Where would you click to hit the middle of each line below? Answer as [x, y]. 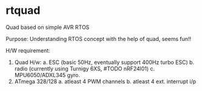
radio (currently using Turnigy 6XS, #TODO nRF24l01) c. [85, 68]
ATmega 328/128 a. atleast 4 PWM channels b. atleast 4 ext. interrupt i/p [105, 81]
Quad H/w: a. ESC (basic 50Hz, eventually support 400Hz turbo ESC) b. [104, 62]
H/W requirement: [28, 50]
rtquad [23, 11]
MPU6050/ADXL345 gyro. [47, 75]
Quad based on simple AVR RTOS [48, 27]
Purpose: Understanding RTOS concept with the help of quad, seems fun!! [99, 39]
